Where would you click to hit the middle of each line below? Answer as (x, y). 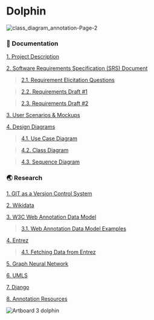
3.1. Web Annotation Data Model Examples (74, 228)
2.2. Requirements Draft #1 (54, 92)
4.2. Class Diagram (45, 150)
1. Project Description (33, 57)
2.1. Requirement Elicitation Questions (68, 80)
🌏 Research (24, 178)
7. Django (18, 287)
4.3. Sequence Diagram (50, 162)
